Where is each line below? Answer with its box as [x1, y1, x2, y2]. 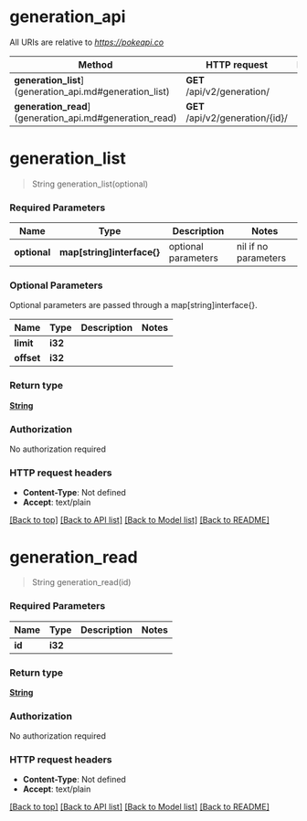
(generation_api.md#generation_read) [14, 112, 177, 124]
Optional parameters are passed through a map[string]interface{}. [9, 300, 258, 311]
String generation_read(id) [31, 577, 132, 588]
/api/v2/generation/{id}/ [185, 112, 288, 124]
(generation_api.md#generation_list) [14, 85, 171, 98]
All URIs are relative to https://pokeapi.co [9, 37, 164, 48]
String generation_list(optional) [31, 178, 149, 189]
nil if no [236, 240, 269, 253]
